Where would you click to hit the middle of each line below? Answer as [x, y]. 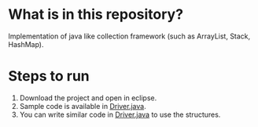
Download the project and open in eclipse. [88, 98]
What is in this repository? [96, 15]
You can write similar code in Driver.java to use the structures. [120, 114]
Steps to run [49, 76]
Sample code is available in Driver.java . [83, 106]
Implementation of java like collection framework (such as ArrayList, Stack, [129, 36]
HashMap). [26, 44]
